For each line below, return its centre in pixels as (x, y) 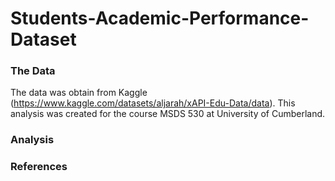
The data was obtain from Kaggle (79, 93)
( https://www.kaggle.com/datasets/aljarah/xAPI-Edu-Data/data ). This (153, 103)
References (39, 167)
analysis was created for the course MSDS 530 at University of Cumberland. (168, 114)
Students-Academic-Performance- (160, 18)
